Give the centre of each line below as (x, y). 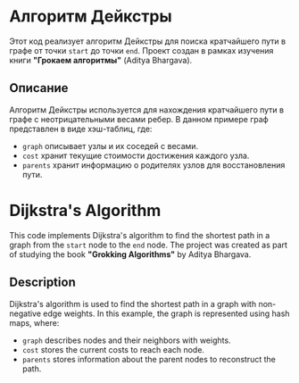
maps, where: (34, 322)
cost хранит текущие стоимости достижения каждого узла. (136, 155)
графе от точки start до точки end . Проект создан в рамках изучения (141, 50)
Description (42, 283)
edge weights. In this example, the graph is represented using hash (166, 313)
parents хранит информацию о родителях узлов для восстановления (154, 165)
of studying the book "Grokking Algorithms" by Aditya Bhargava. (130, 254)
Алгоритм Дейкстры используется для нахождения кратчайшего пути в (146, 110)
